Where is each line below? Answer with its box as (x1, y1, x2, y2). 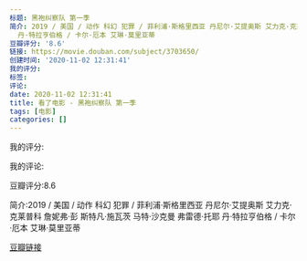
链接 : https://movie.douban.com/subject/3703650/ (9, 47, 199, 57)
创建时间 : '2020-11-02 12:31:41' (9, 56, 132, 65)
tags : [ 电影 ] (9, 107, 57, 116)
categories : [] (9, 115, 68, 124)
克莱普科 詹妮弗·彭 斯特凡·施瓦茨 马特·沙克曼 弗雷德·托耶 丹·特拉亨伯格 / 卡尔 (9, 211, 296, 222)
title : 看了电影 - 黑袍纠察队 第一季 (9, 98, 137, 108)
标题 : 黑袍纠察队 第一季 (9, 13, 90, 23)
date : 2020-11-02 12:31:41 (9, 89, 112, 99)
